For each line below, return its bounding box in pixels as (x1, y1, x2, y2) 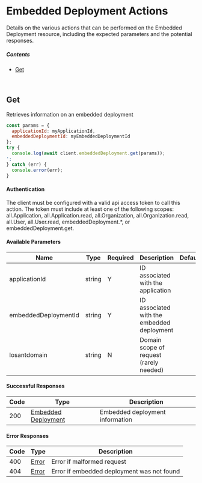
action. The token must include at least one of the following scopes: (6, 205, 174, 213)
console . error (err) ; (11, 167, 63, 173)
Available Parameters (6, 238, 61, 246)
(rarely (139, 358, 159, 366)
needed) (139, 365, 164, 374)
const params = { (6, 122, 50, 129)
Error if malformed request (51, 458, 126, 466)
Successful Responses (6, 383, 65, 390)
